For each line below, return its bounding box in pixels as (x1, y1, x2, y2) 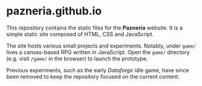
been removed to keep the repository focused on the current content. (6, 73, 180, 80)
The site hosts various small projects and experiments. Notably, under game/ (6, 42, 196, 49)
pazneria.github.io (6, 4, 102, 18)
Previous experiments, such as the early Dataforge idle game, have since (6, 66, 189, 73)
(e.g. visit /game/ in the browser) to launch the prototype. (6, 55, 148, 62)
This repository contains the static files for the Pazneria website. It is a (6, 24, 183, 31)
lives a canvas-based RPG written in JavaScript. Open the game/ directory (6, 48, 190, 55)
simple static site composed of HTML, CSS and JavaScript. (6, 30, 154, 37)
